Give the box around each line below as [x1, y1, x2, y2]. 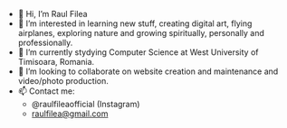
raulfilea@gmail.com [31, 108, 109, 119]
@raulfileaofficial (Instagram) [31, 99, 140, 109]
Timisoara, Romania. [17, 57, 95, 67]
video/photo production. [17, 76, 109, 86]
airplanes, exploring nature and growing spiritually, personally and [17, 28, 265, 38]
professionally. [17, 37, 73, 48]
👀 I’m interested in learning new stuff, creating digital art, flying [17, 18, 253, 29]
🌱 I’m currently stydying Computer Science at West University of [17, 47, 259, 58]
